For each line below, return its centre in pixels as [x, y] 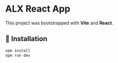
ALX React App [38, 9]
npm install [18, 51]
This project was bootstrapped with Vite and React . [59, 23]
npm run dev [18, 55]
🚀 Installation [26, 39]
